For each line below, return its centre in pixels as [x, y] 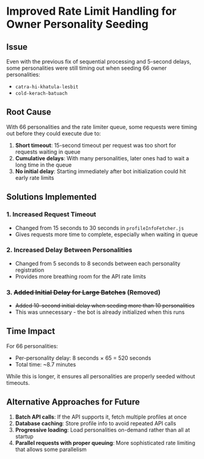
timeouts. [18, 382]
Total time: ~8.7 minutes [46, 364]
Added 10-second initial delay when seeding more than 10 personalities [105, 306]
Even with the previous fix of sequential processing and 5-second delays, [99, 62]
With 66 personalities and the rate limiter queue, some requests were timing [102, 127]
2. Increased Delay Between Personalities [69, 250]
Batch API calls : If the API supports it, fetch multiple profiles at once [101, 417]
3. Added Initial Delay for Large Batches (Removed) [83, 292]
